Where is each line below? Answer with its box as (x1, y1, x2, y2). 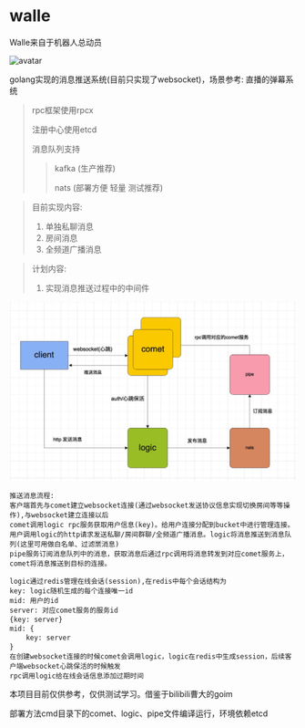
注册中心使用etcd (31, 124, 97, 135)
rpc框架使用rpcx (31, 104, 94, 115)
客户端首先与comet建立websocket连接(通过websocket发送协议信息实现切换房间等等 (9, 501, 284, 511)
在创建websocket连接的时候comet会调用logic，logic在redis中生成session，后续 (9, 652, 285, 661)
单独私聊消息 (45, 221, 94, 232)
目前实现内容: (31, 202, 83, 213)
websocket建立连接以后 (31, 511, 109, 520)
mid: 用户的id (9, 597, 59, 606)
